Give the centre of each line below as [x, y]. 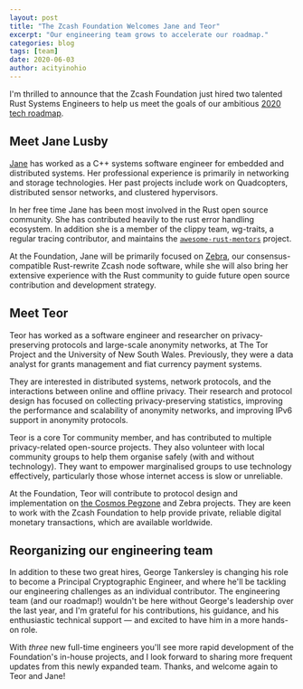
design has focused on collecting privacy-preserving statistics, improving [146, 401]
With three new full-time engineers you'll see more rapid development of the [151, 647]
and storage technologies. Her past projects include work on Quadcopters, [149, 183]
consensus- [269, 256]
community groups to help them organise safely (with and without [132, 457]
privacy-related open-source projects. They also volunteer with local [137, 447]
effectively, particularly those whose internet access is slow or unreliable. [146, 476]
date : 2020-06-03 [42, 60]
